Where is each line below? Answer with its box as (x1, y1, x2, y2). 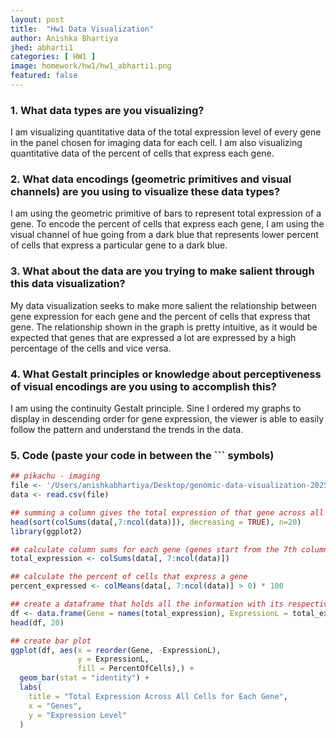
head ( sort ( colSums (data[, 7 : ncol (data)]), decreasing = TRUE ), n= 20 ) (10, 517, 302, 527)
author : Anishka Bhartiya (10, 33, 118, 43)
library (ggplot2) (10, 526, 83, 536)
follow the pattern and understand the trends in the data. (10, 424, 244, 436)
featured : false (10, 71, 78, 81)
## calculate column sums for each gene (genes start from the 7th (10, 544, 298, 555)
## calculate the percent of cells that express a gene (10, 572, 248, 582)
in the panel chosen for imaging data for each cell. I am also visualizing (10, 137, 303, 149)
